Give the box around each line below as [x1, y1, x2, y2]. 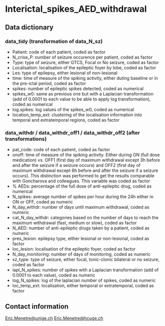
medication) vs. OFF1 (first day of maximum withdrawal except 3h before [12, 157, 160, 163]
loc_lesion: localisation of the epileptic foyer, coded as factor [12, 246, 136, 252]
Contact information [5, 302, 69, 311]
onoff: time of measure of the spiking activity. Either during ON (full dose [12, 152, 160, 158]
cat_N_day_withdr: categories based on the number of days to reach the [12, 215, 159, 221]
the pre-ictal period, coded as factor [12, 80, 86, 86]
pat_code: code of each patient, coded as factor [12, 147, 110, 153]
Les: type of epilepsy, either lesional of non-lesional [12, 70, 118, 76]
